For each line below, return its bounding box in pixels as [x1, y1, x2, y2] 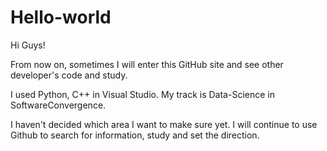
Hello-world [10, 6, 112, 29]
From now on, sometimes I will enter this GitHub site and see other [10, 58, 284, 70]
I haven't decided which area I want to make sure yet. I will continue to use [10, 118, 318, 130]
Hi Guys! [10, 39, 46, 51]
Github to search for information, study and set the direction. [10, 129, 260, 141]
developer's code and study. [10, 69, 128, 81]
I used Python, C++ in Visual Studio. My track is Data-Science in [10, 88, 275, 100]
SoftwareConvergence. [10, 99, 107, 111]
